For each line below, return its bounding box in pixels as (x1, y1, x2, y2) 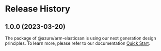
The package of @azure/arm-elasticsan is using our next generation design (5, 35, 156, 41)
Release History (5, 3, 70, 14)
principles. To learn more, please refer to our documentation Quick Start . (5, 40, 150, 46)
